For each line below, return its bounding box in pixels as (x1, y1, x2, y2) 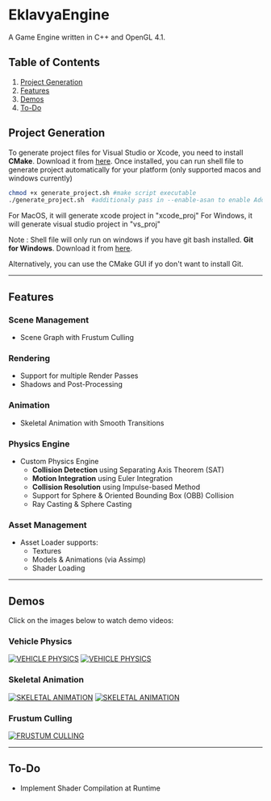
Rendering (8, 352, 51, 363)
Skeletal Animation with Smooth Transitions (19, 417, 165, 428)
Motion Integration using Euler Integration (31, 473, 173, 483)
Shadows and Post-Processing (19, 380, 123, 389)
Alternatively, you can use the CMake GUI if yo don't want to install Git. (8, 259, 244, 269)
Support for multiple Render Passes (19, 371, 139, 380)
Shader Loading (31, 563, 85, 573)
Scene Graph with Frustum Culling (19, 333, 135, 342)
